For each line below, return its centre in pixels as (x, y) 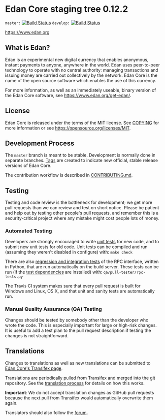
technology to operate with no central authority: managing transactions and (82, 70)
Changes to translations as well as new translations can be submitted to (78, 363)
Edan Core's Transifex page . (34, 368)
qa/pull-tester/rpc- (124, 273)
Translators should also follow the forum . (47, 413)
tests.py (14, 277)
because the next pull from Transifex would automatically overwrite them (79, 398)
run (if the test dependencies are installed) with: (54, 272)
